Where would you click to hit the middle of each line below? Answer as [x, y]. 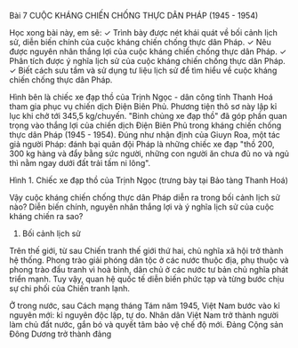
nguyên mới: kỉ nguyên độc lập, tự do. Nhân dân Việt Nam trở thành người [144, 315]
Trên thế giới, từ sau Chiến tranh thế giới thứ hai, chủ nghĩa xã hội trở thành [146, 251]
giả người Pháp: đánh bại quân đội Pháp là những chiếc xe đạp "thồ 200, [142, 144]
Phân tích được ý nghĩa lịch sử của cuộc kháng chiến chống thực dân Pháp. [148, 61]
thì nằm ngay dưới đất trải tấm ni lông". [80, 163]
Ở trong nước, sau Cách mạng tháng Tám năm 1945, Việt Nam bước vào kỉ [145, 305]
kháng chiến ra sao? [46, 216]
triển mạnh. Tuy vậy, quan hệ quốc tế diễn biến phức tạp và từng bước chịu [147, 279]
